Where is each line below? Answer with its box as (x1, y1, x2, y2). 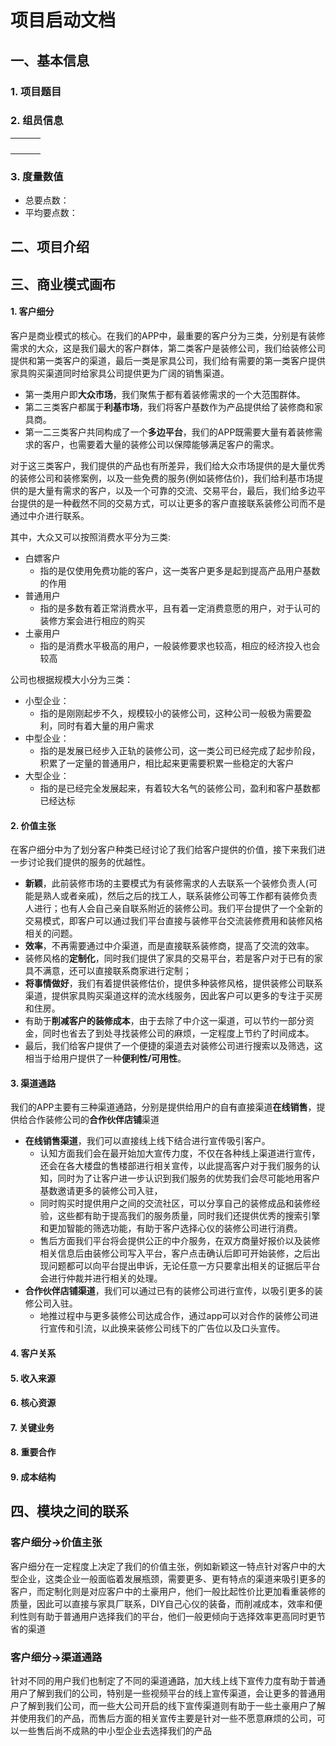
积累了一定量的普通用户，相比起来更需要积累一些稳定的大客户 (39, 757, 295, 770)
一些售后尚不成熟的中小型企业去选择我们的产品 (18, 1725, 212, 1737)
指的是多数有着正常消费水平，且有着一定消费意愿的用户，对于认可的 (39, 602, 321, 615)
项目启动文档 (10, 9, 117, 32)
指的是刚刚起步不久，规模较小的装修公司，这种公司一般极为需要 (39, 707, 303, 720)
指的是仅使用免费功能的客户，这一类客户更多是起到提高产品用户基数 (39, 565, 321, 577)
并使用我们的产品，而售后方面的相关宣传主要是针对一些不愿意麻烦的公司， (10, 1712, 317, 1725)
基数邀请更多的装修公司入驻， (39, 1185, 163, 1197)
